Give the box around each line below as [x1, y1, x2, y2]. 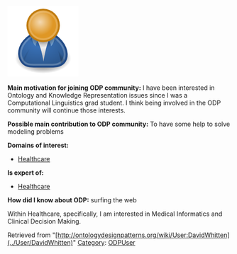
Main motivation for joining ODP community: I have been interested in [7, 83, 215, 92]
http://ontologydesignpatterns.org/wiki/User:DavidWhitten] [57, 231, 230, 239]
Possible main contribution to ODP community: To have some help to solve [7, 120, 231, 128]
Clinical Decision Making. [7, 217, 82, 225]
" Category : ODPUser [72, 238, 136, 246]
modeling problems [7, 127, 64, 136]
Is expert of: [7, 168, 44, 177]
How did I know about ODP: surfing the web [7, 196, 137, 204]
